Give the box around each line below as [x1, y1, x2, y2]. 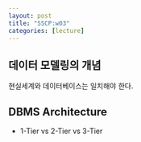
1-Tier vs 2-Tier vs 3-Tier [19, 126, 103, 136]
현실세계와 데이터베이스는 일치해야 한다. [8, 81, 134, 91]
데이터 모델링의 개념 [8, 58, 102, 72]
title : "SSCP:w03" [8, 19, 70, 27]
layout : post [8, 11, 52, 20]
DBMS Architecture [8, 105, 107, 119]
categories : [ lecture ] [8, 26, 85, 34]
